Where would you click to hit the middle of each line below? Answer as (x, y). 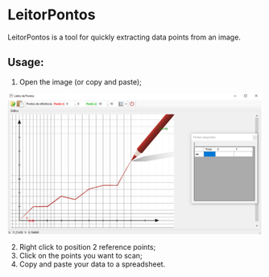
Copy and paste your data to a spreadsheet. (92, 264)
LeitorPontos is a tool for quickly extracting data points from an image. (124, 37)
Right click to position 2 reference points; (87, 247)
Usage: (26, 62)
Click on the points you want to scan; (81, 256)
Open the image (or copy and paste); (81, 81)
